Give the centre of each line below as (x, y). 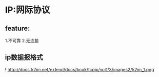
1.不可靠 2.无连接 (22, 40)
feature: (18, 28)
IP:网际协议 (28, 10)
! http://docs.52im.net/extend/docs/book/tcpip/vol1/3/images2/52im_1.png (80, 69)
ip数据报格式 (24, 57)
